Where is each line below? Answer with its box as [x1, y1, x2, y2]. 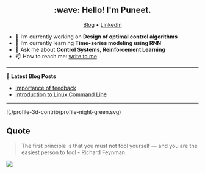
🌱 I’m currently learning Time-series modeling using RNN [15, 39, 162, 46]
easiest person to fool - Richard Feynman [21, 149, 126, 156]
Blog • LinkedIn [83, 21, 122, 28]
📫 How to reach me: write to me [15, 52, 98, 60]
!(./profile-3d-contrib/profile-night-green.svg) [6, 108, 121, 115]
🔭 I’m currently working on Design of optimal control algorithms [15, 33, 178, 40]
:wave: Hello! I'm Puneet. [54, 5, 151, 15]
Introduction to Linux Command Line [15, 91, 107, 98]
